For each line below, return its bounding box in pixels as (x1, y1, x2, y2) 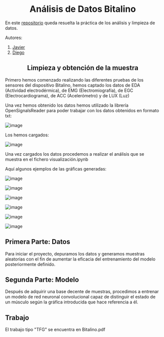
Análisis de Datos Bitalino (29, 3, 136, 15)
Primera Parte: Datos (5, 238, 70, 246)
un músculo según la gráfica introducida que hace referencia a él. (5, 299, 139, 305)
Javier (12, 44, 26, 50)
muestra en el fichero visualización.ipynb (5, 156, 89, 162)
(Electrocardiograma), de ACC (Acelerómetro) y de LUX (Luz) (5, 92, 130, 98)
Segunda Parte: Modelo (5, 275, 79, 284)
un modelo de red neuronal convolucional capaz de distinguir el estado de (5, 294, 156, 300)
